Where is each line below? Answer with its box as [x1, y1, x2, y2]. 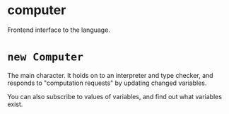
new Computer [7, 50, 83, 64]
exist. [7, 100, 23, 108]
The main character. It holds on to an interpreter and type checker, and [7, 71, 213, 79]
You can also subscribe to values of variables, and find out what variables [7, 92, 223, 101]
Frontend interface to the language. [7, 25, 111, 34]
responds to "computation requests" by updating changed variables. [7, 79, 207, 87]
